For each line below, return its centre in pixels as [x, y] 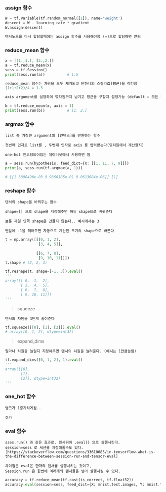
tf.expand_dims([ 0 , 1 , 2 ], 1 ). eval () [44, 360]
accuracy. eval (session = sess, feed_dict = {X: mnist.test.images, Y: [75, 485]
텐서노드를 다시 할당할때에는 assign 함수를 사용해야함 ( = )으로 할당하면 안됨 [73, 36]
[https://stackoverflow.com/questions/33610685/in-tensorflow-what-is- [80, 452]
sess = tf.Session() [26, 70]
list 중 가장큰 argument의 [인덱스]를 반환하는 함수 [53, 136]
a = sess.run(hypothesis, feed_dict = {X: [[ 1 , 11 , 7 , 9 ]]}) [67, 164]
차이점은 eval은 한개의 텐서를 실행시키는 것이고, [48, 466]
